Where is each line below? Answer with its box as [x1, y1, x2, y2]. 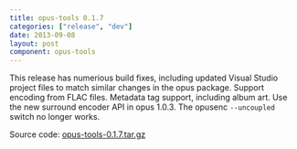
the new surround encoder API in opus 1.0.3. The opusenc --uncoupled [9, 101, 276, 112]
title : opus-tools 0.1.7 [9, 13, 104, 23]
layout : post [9, 38, 59, 48]
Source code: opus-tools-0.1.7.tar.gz [9, 129, 146, 140]
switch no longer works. [9, 112, 101, 122]
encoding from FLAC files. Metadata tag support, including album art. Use [9, 92, 288, 103]
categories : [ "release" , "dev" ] [9, 22, 133, 31]
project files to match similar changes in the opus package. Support [9, 82, 265, 93]
